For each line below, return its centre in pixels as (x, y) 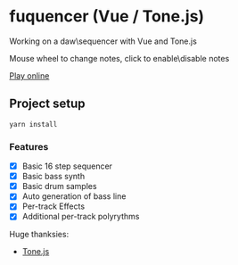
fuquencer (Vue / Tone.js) (107, 17)
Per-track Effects (53, 206)
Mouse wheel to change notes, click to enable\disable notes (119, 58)
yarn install (33, 124)
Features (29, 146)
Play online (29, 75)
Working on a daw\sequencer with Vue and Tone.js (103, 41)
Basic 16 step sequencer (67, 166)
